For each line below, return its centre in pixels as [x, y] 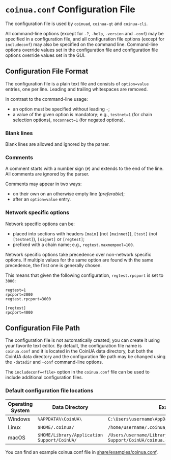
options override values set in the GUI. [45, 55]
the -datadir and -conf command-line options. [54, 362]
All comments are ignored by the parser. [47, 174]
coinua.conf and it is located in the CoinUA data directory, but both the [79, 351]
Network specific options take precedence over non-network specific [78, 254]
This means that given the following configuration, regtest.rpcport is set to [84, 275]
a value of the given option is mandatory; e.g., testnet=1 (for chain [82, 114]
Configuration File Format [47, 71]
